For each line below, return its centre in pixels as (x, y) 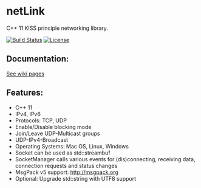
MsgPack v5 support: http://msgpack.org (66, 172)
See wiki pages (25, 74)
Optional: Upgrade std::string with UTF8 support (76, 178)
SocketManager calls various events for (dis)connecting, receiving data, (105, 159)
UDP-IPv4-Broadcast (42, 140)
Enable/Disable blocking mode (53, 127)
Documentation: (38, 59)
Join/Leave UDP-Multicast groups (57, 133)
